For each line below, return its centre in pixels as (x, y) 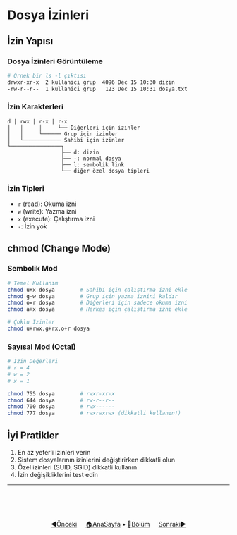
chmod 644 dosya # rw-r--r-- (61, 400)
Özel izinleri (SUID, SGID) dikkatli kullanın (77, 467)
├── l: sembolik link (93, 165)
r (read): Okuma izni (47, 204)
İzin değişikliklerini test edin (58, 475)
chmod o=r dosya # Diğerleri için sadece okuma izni (98, 303)
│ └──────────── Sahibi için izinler (66, 140)
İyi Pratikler (33, 435)
